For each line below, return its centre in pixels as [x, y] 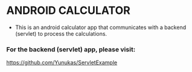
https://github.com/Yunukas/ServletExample [62, 63]
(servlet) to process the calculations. [61, 33]
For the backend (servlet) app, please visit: [71, 49]
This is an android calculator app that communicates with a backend [101, 27]
